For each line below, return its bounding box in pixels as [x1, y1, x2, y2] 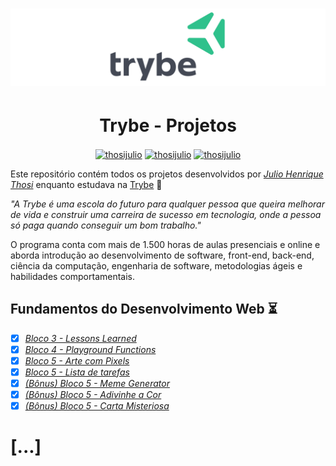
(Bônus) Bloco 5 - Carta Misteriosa [24, 400, 170, 412]
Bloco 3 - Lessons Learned [24, 332, 137, 344]
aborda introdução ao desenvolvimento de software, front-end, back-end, [10, 249, 315, 261]
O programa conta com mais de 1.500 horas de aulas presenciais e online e [10, 238, 321, 250]
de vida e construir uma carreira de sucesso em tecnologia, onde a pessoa [10, 208, 322, 220]
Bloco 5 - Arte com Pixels [24, 354, 130, 367]
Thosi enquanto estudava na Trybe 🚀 [10, 178, 163, 190]
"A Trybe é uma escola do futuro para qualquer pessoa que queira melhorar [10, 198, 325, 210]
